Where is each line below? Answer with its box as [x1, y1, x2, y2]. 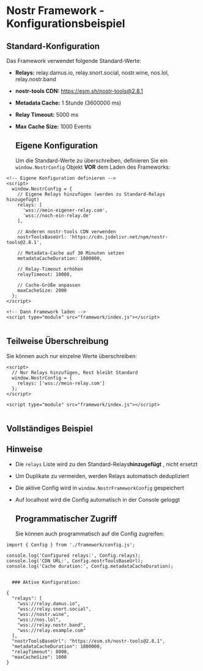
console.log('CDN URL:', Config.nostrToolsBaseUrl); [6, 557, 144, 564]
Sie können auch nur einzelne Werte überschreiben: [6, 352, 138, 359]
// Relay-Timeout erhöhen [17, 266, 84, 272]
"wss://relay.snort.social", [17, 606, 92, 612]
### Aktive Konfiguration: [12, 579, 81, 585]
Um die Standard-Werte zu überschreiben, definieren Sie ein [15, 156, 168, 164]
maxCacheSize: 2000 [17, 287, 67, 293]
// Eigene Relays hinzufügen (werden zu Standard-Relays [17, 191, 166, 197]
